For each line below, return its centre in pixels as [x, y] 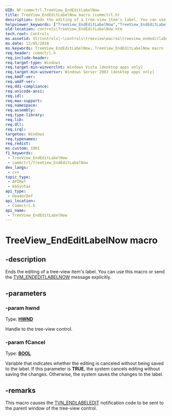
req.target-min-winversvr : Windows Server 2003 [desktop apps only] [80, 72]
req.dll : [15, 124]
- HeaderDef [20, 196]
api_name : [16, 210]
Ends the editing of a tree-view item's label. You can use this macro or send [85, 272]
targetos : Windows [25, 134]
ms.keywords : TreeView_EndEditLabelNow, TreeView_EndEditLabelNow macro [84, 48]
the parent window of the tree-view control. [51, 408]
